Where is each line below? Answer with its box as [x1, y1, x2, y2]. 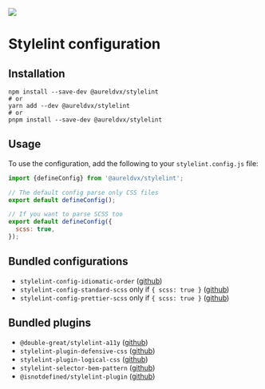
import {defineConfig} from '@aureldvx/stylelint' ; [8, 174, 184, 182]
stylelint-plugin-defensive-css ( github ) [19, 346, 156, 355]
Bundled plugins [8, 316, 92, 330]
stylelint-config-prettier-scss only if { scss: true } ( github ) [19, 292, 230, 303]
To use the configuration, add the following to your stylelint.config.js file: [8, 158, 259, 168]
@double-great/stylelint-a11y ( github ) [19, 337, 148, 347]
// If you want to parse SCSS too [8, 210, 124, 219]
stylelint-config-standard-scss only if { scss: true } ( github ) [19, 284, 230, 294]
